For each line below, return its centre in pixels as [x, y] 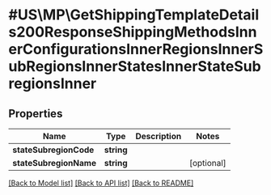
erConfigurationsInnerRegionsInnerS [136, 49]
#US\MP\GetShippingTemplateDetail [134, 15]
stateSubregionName [55, 163]
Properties [36, 114]
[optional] [207, 163]
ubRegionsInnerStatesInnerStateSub [135, 67]
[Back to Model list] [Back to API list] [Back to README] [101, 183]
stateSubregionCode [53, 150]
